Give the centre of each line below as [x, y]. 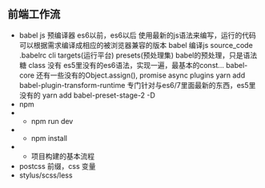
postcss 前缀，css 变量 [58, 166]
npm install [49, 138]
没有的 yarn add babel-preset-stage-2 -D [87, 95]
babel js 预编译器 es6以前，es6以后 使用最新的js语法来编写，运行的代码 [138, 35]
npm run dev [52, 121]
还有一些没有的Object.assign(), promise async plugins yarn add [141, 75]
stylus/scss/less [46, 175]
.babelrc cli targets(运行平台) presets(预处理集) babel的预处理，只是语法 [138, 55]
